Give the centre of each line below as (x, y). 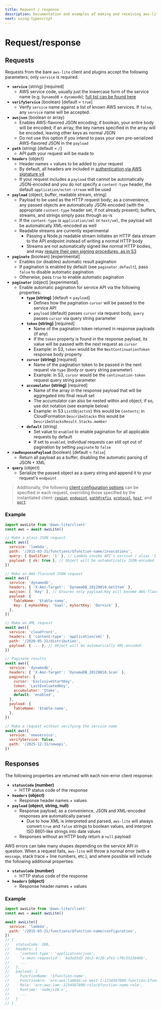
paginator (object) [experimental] (45, 282)
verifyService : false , (32, 740)
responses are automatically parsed (55, 816)
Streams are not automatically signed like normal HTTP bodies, (89, 246)
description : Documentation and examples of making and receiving (73, 14)
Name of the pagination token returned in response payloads (94, 329)
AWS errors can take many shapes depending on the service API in (72, 846)
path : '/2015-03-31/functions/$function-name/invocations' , (71, 552)
